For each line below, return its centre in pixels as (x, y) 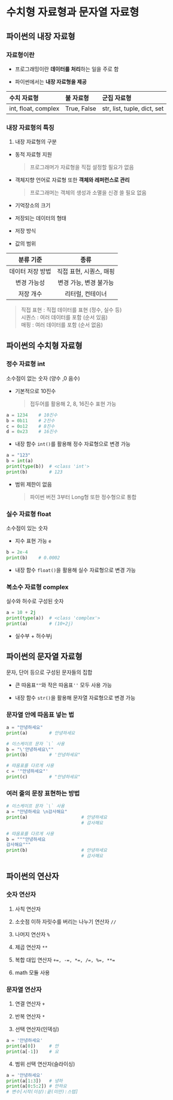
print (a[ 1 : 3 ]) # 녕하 (34, 1081)
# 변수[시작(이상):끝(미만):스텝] (42, 1092)
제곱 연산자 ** (31, 947)
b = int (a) (20, 461)
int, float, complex (34, 108)
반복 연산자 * (30, 1017)
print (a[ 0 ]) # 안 (32, 1046)
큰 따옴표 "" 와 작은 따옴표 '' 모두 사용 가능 (63, 685)
